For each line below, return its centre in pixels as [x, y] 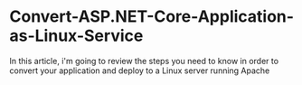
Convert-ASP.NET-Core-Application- [152, 17]
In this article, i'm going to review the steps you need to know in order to [144, 61]
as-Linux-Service [76, 36]
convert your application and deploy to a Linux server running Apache [140, 71]
